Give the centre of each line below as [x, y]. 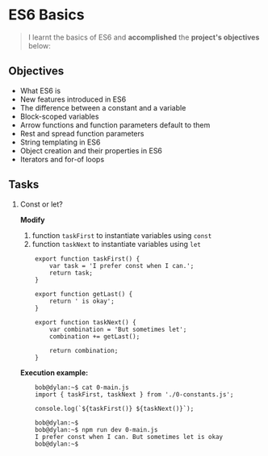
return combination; [84, 350]
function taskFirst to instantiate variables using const [122, 235]
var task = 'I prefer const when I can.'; [122, 266]
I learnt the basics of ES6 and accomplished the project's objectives [144, 37]
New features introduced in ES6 [73, 99]
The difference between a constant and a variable [103, 107]
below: [39, 45]
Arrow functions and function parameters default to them [115, 125]
